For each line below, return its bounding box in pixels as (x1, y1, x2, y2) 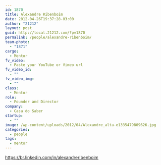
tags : (5, 136, 16, 141)
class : (5, 85, 19, 91)
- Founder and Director (9, 100, 58, 105)
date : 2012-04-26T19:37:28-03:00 (5, 16, 74, 21)
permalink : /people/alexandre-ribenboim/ (5, 35, 92, 40)
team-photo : (5, 40, 30, 45)
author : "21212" (5, 21, 39, 26)
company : (5, 104, 23, 109)
